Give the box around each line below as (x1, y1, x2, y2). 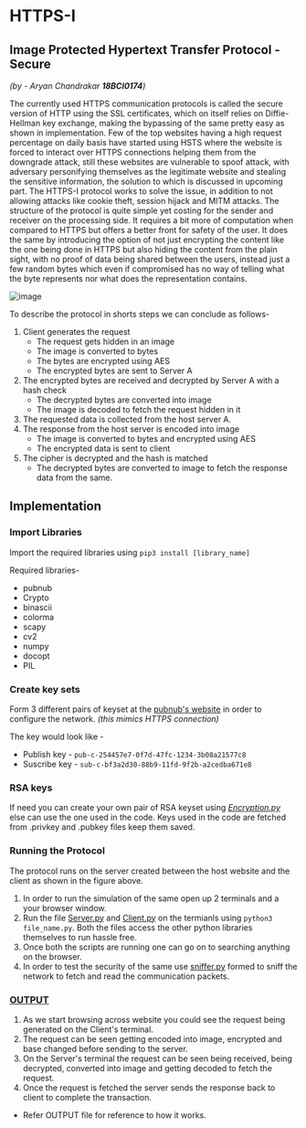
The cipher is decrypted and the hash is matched (22, 453, 208, 463)
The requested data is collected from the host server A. (22, 414, 232, 424)
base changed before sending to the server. (22, 1043, 189, 1054)
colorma (22, 611, 55, 622)
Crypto (22, 592, 49, 603)
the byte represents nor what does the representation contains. (9, 274, 248, 284)
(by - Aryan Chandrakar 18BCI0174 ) (9, 81, 146, 91)
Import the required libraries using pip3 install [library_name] (9, 546, 251, 558)
